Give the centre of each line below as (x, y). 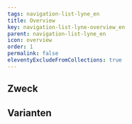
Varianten (29, 113)
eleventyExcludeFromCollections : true (65, 60)
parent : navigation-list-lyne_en (57, 34)
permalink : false (33, 54)
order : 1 (20, 47)
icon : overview (30, 40)
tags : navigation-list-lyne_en (54, 14)
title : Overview (31, 21)
